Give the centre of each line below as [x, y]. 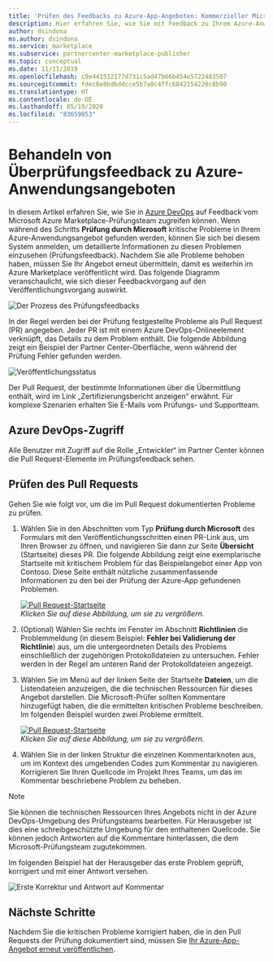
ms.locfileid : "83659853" [52, 115]
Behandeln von [60, 155]
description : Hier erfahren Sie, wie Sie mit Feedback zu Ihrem [119, 24]
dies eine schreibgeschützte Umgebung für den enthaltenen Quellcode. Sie [134, 829]
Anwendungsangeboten [92, 189]
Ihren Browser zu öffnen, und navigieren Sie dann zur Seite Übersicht [137, 546]
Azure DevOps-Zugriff [66, 430]
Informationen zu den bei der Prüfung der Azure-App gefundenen [130, 580]
